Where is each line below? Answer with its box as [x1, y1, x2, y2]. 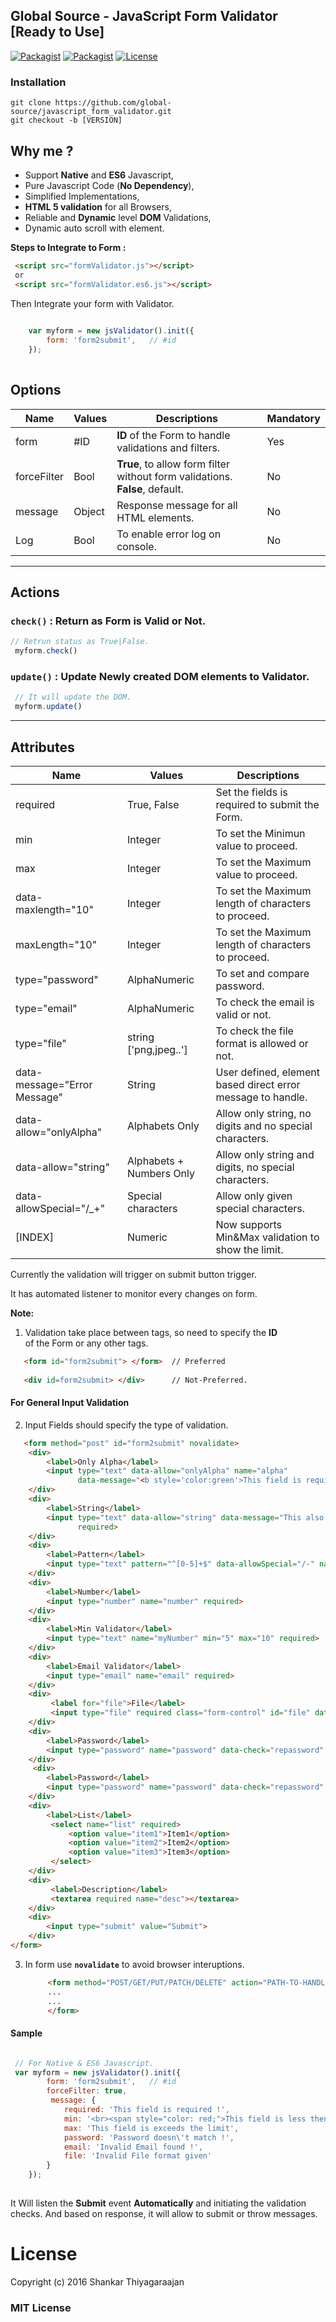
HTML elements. [116, 510, 195, 524]
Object [73, 504, 105, 518]
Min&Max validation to [215, 1230, 320, 1244]
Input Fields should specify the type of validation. [24, 1419, 229, 1431]
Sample [10, 2027, 43, 2039]
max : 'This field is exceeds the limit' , [63, 2123, 240, 2133]
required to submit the [215, 798, 320, 812]
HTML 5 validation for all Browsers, [24, 200, 172, 213]
